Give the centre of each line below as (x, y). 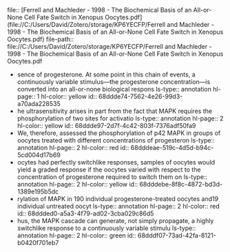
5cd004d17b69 (39, 155)
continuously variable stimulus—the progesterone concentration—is (114, 82)
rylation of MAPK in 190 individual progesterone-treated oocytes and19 (118, 199)
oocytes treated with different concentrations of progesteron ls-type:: (116, 140)
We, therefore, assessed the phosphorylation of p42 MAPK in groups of (119, 133)
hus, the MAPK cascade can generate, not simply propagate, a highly (115, 221)
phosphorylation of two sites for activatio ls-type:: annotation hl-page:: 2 (120, 118)
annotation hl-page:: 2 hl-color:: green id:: (76, 235)
